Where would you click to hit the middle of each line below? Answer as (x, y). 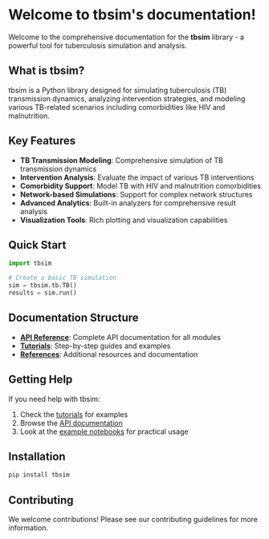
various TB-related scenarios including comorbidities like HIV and (117, 107)
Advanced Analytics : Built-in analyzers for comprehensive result (128, 203)
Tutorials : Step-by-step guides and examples (95, 346)
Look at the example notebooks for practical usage (104, 432)
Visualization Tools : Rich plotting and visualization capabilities (124, 220)
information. (29, 528)
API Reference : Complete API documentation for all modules (120, 337)
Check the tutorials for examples (74, 414)
